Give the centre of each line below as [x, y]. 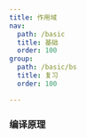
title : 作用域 [33, 17]
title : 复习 [38, 76]
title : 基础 [38, 42]
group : [21, 59]
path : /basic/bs [47, 68]
